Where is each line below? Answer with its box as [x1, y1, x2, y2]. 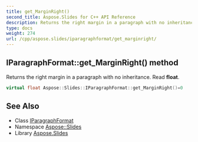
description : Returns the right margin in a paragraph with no [6, 19, 165, 25]
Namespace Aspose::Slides [14, 123, 82, 130]
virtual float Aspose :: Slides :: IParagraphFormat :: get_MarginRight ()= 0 [6, 85, 183, 91]
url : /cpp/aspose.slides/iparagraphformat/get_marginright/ [6, 36, 157, 42]
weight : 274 [6, 31, 35, 37]
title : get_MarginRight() [6, 8, 70, 15]
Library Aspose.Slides [14, 129, 68, 136]
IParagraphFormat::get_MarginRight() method [6, 58, 179, 68]
